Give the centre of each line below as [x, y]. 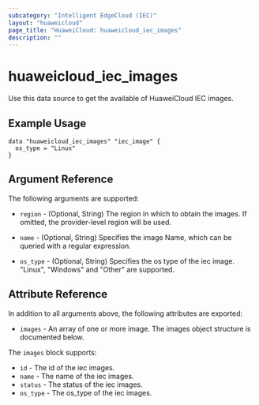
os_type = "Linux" [46, 148]
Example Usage [47, 123]
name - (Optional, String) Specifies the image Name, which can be [126, 237]
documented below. [52, 337]
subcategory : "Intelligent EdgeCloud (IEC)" [83, 15]
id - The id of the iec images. [67, 367]
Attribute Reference [58, 294]
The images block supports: [53, 352]
